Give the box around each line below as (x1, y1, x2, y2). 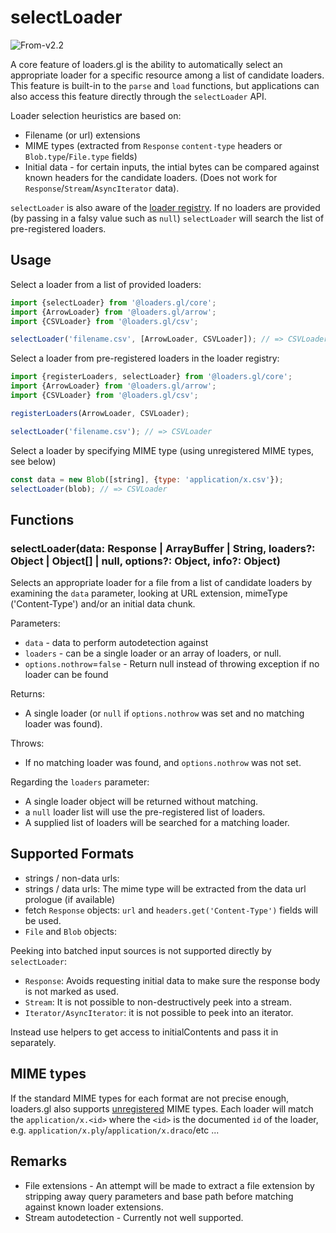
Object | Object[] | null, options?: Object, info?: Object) (10, 554, 281, 568)
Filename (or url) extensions (24, 129, 141, 141)
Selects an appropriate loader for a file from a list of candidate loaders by (10, 577, 313, 589)
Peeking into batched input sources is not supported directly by (10, 944, 272, 956)
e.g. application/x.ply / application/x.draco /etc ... (10, 1124, 220, 1136)
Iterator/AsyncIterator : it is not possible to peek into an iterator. (24, 1006, 294, 1018)
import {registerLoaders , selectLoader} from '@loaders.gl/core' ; (10, 372, 293, 382)
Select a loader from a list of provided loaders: (10, 278, 202, 290)
